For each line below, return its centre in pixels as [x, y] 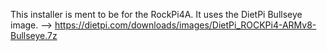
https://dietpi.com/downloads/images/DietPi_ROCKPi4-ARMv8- [185, 25]
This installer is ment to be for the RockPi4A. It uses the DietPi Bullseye [156, 14]
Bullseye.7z [34, 35]
